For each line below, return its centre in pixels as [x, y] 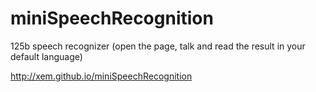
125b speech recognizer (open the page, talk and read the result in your [158, 46]
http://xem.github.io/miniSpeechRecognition [101, 76]
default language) [46, 56]
